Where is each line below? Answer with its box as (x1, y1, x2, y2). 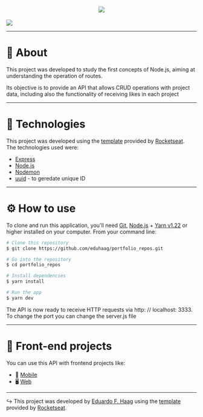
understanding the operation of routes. (6, 72, 103, 79)
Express (14, 155, 36, 163)
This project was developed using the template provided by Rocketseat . (6, 137, 185, 145)
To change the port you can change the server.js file (6, 312, 137, 320)
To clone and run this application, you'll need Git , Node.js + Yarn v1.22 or (6, 222, 188, 229)
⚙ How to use (6, 202, 76, 215)
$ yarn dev (6, 295, 34, 301)
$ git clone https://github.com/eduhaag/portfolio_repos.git (6, 245, 164, 251)
